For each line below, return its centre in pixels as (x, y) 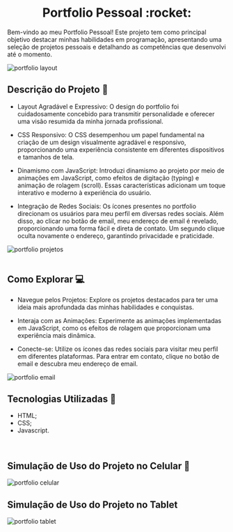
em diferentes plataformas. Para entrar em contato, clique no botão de (118, 356)
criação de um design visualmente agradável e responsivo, (102, 142)
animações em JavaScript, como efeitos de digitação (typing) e (108, 178)
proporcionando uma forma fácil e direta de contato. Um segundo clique (121, 228)
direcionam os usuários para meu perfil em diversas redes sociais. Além (120, 213)
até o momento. (30, 54)
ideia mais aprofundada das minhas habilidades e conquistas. (106, 307)
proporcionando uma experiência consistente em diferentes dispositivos (121, 149)
